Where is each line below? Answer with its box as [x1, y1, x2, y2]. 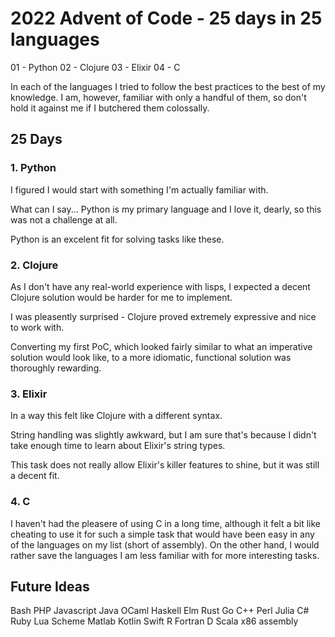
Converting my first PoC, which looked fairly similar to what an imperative [10, 340, 313, 352]
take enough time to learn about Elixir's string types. [10, 440, 226, 452]
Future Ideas [10, 578, 90, 595]
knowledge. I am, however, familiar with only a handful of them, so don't [10, 91, 307, 103]
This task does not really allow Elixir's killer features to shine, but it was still [10, 459, 320, 471]
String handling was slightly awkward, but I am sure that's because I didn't [10, 429, 317, 441]
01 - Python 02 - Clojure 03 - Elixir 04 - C [10, 61, 181, 73]
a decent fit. [10, 470, 60, 482]
